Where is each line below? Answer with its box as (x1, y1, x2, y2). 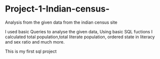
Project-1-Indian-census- (5, 3, 110, 15)
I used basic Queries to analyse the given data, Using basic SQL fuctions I (5, 29, 153, 34)
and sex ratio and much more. (5, 39, 65, 44)
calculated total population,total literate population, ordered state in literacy (5, 34, 155, 40)
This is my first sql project (5, 48, 57, 54)
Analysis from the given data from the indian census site (5, 19, 118, 25)
